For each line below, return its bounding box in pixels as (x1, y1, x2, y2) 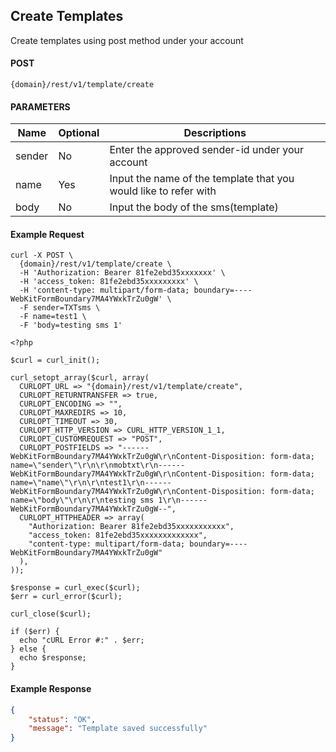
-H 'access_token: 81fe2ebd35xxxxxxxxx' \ (19, 277, 199, 287)
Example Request (10, 228, 85, 240)
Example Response (10, 683, 92, 695)
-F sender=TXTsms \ (19, 303, 101, 313)
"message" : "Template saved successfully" (28, 724, 208, 734)
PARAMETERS (10, 100, 71, 113)
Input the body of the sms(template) (109, 200, 279, 214)
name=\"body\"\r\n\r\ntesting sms (10, 495, 155, 506)
